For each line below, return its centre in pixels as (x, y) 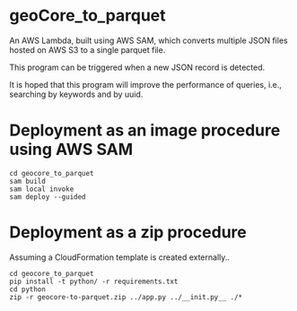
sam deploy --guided (48, 197)
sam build (28, 181)
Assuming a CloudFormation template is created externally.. (120, 257)
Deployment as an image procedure (145, 130)
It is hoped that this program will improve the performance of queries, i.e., (146, 84)
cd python (28, 289)
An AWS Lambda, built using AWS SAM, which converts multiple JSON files (149, 40)
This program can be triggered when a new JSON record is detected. (137, 67)
